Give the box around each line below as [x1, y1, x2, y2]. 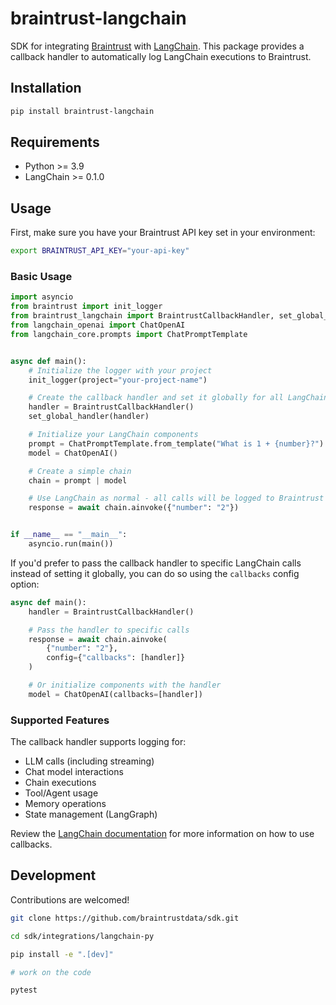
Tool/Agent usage [24, 787, 99, 799]
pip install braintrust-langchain [10, 106, 155, 116]
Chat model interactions [24, 766, 124, 778]
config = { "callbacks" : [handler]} [46, 653, 186, 663]
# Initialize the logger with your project [28, 365, 213, 376]
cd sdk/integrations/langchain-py [10, 931, 155, 941]
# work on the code [10, 967, 92, 977]
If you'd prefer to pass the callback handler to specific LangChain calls [10, 557, 302, 569]
